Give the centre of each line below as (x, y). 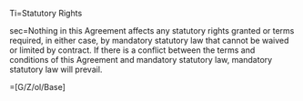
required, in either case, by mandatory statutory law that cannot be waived (149, 40)
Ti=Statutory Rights (46, 13)
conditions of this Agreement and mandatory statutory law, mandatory (141, 60)
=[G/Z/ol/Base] (38, 87)
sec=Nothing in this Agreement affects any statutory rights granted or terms (152, 30)
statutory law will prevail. (56, 69)
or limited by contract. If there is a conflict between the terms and (132, 50)
